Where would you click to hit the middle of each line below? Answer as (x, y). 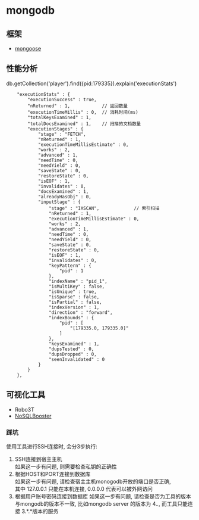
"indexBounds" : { (71, 317)
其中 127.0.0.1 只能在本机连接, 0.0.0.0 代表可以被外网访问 (84, 488)
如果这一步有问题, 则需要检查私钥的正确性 (66, 466)
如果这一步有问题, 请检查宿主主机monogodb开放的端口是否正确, (93, 481)
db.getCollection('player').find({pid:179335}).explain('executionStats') (91, 83)
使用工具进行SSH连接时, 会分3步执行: (52, 446)
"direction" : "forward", (80, 312)
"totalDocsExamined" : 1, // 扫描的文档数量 (84, 124)
